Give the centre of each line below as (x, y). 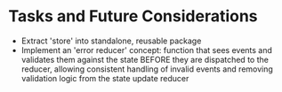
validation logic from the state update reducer (105, 78)
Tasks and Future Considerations (133, 16)
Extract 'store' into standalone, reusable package (111, 41)
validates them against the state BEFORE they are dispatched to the (145, 59)
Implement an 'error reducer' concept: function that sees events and (147, 50)
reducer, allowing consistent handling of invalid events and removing (147, 69)
